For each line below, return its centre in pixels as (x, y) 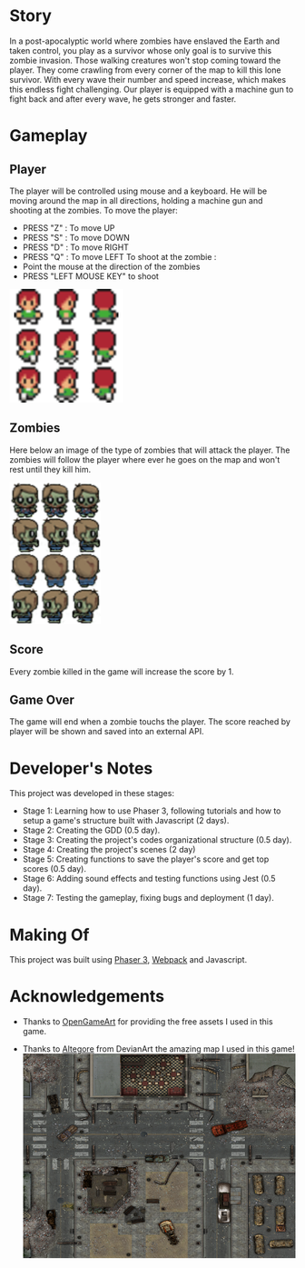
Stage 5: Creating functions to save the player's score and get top (146, 859)
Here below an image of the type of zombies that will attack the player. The (150, 450)
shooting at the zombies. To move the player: (94, 210)
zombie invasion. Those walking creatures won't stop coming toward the (145, 60)
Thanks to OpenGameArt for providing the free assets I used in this (148, 1022)
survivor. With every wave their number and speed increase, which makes (148, 79)
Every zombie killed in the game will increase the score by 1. (122, 671)
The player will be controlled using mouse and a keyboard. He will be (138, 191)
